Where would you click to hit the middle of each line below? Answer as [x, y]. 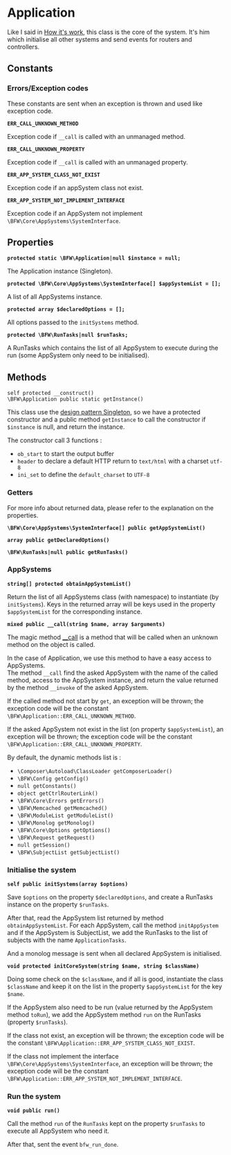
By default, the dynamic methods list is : [64, 757]
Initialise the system [42, 870]
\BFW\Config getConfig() [53, 779]
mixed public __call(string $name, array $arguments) [86, 624]
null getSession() [44, 845]
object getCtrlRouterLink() [57, 793]
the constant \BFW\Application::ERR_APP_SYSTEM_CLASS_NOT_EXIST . [101, 1043]
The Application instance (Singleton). [60, 271]
